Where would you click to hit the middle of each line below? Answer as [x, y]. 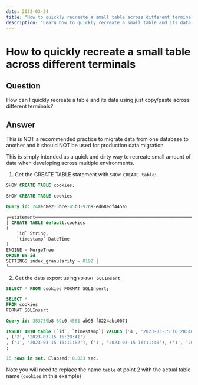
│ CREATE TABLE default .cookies [46, 223]
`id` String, [33, 233]
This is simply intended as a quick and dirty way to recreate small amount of [99, 157]
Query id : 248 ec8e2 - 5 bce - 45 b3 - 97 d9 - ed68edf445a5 [67, 206]
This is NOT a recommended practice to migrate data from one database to [97, 139]
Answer [21, 125]
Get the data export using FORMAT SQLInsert [67, 278]
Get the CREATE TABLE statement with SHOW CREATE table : [85, 175]
